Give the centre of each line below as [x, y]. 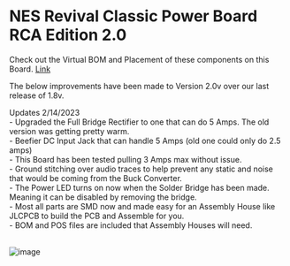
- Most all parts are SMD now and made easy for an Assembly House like [142, 206]
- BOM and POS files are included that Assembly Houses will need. [131, 225]
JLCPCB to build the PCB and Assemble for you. [97, 216]
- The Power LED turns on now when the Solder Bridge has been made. [139, 187]
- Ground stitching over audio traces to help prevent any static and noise [141, 169]
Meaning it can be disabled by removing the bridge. [103, 197]
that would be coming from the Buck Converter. [96, 178]
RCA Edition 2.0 [68, 35]
